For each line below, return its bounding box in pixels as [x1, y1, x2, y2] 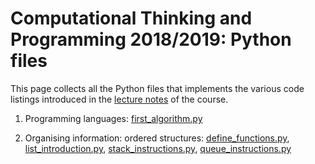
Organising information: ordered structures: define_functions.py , [24, 132, 290, 144]
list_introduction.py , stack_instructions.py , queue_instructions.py [24, 142, 292, 154]
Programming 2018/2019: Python [10, 28, 292, 51]
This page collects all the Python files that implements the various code [10, 82, 305, 94]
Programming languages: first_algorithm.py [24, 112, 203, 124]
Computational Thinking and [10, 7, 253, 30]
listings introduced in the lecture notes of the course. [10, 93, 229, 105]
